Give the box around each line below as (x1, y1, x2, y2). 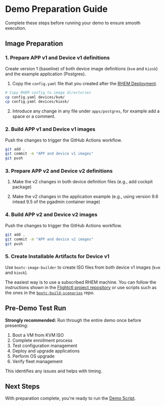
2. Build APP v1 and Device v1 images (5, 126, 96, 133)
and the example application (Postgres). (5, 71, 86, 77)
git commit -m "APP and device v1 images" (5, 151, 94, 156)
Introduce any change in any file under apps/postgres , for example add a (12, 108, 160, 114)
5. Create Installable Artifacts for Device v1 (5, 253, 110, 260)
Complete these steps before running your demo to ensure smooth (5, 20, 141, 26)
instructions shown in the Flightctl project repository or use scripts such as (5, 284, 157, 290)
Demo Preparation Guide (5, 3, 108, 15)
